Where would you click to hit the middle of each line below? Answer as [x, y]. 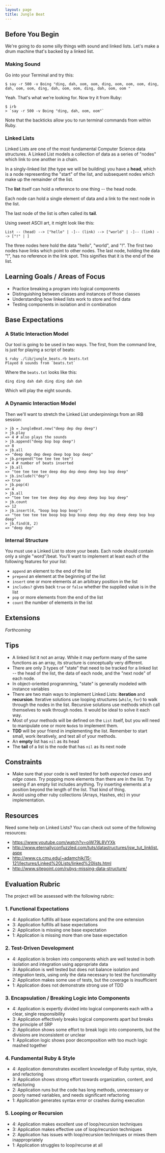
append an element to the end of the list [52, 571]
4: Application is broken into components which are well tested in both [83, 959]
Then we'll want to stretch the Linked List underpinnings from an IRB [74, 414]
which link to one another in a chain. [42, 159]
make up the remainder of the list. [39, 179]
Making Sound [23, 64]
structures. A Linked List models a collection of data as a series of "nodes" [81, 154]
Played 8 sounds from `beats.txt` [41, 363]
